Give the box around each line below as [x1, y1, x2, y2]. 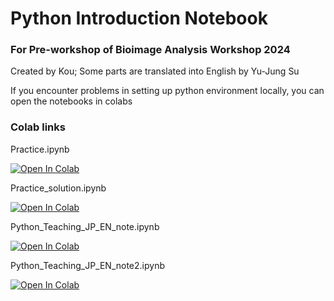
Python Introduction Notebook [10, 7, 268, 30]
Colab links [10, 120, 66, 134]
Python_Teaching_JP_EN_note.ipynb [10, 220, 160, 232]
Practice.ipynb [10, 143, 70, 155]
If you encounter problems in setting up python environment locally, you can [10, 85, 325, 97]
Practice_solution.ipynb [10, 182, 107, 194]
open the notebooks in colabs [10, 95, 133, 107]
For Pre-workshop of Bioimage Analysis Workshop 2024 [10, 43, 291, 57]
